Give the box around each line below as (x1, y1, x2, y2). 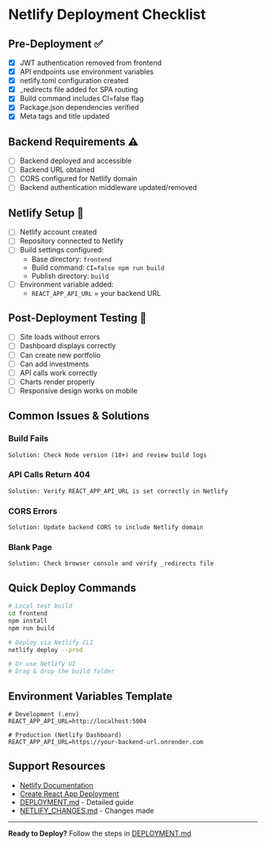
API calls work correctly (19, 368, 97, 377)
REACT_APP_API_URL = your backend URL (31, 288, 161, 298)
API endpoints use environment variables (19, 67, 154, 77)
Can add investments (19, 359, 89, 369)
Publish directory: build (31, 271, 109, 280)
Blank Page (8, 542, 53, 553)
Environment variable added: (19, 279, 114, 289)
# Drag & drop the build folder (8, 667, 115, 676)
